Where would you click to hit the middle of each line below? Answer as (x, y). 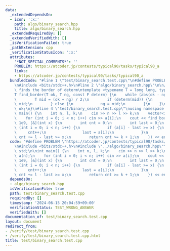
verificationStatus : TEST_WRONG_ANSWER (52, 207)
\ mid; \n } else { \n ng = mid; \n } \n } (88, 104)
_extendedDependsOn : (31, 15)
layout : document (24, 222)
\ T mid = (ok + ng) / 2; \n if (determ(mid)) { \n (83, 99)
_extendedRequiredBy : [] (36, 33)
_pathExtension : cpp (31, 48)
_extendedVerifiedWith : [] (38, 38)
